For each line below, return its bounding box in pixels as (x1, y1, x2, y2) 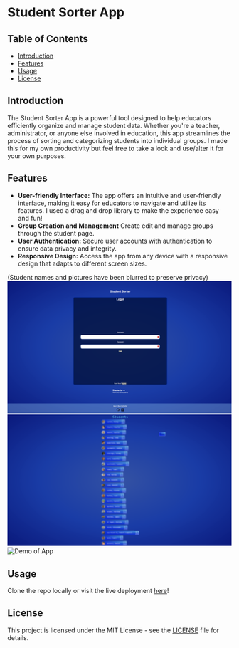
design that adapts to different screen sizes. (17, 259, 147, 268)
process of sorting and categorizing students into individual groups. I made (7, 136, 228, 145)
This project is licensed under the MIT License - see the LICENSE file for (7, 626, 219, 634)
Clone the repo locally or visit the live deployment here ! (7, 587, 169, 595)
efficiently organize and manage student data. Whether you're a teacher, (7, 121, 221, 130)
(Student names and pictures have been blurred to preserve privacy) (7, 273, 208, 281)
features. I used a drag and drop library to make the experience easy (17, 206, 219, 214)
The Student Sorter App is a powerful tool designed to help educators (7, 113, 212, 122)
